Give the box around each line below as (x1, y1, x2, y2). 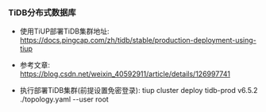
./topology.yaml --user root (19, 95, 109, 104)
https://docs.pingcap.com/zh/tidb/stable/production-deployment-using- (19, 36, 256, 45)
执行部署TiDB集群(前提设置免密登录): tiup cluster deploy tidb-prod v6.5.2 (19, 86, 258, 95)
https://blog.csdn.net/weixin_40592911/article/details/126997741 (19, 69, 230, 79)
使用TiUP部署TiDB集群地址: (19, 26, 110, 37)
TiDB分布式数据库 (8, 6, 77, 17)
